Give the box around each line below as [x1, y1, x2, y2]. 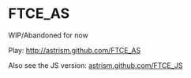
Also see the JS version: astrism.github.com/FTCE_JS [8, 60, 183, 70]
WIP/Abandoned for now [8, 30, 88, 40]
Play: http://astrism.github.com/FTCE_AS [8, 45, 141, 55]
